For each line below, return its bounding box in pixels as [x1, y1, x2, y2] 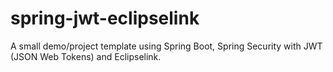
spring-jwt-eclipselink [10, 7, 200, 30]
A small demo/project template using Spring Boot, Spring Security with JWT [10, 40, 323, 52]
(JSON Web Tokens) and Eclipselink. [10, 50, 162, 62]
